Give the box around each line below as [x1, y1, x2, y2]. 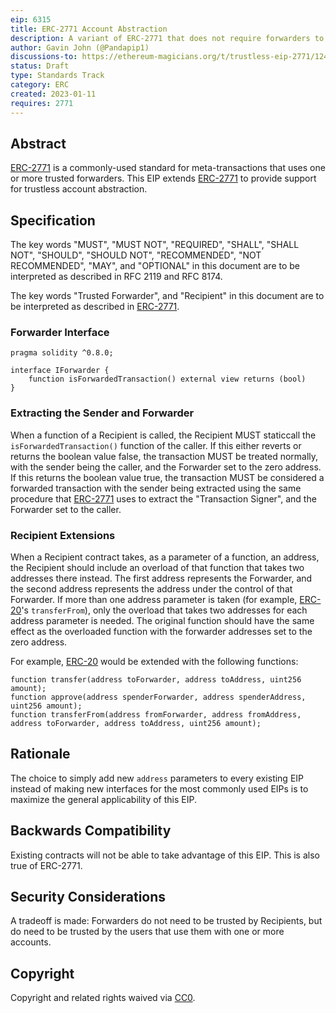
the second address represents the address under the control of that [10, 583, 293, 595]
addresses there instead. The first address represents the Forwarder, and [10, 572, 313, 585]
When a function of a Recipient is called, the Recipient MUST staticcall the [10, 429, 317, 441]
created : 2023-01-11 [10, 89, 97, 99]
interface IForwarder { [10, 366, 110, 376]
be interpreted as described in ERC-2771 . [10, 301, 180, 313]
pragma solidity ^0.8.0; [10, 348, 114, 358]
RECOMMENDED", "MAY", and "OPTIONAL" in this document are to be [10, 260, 300, 272]
